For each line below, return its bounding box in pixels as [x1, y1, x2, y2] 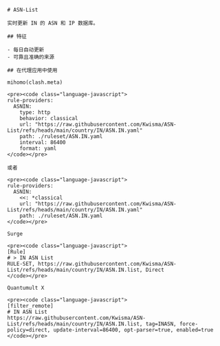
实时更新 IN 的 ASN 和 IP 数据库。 [7, 20, 98, 27]
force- [179, 321, 198, 327]
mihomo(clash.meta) [7, 79, 63, 86]
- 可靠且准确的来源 [7, 54, 55, 60]
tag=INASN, [145, 321, 177, 327]
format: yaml [19, 145, 57, 152]
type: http [19, 109, 51, 116]
